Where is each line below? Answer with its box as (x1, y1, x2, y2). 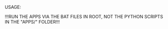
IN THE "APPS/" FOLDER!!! (5, 19, 60, 25)
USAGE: (5, 4, 21, 10)
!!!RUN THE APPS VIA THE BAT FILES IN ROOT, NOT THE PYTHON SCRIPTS (5, 14, 163, 19)
